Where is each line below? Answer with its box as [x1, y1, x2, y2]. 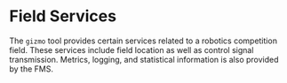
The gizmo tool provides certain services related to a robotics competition [9, 35, 278, 46]
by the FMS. [9, 64, 53, 74]
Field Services [9, 6, 117, 26]
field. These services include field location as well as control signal [9, 44, 254, 55]
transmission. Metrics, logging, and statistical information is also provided [9, 54, 279, 64]
